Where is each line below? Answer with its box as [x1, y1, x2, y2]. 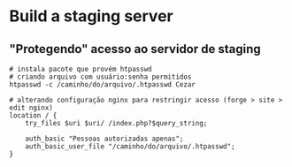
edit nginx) [9, 103, 53, 112]
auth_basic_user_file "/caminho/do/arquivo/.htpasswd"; [25, 142, 236, 151]
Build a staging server [9, 6, 174, 27]
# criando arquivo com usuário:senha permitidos [9, 72, 192, 81]
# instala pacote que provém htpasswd [9, 65, 152, 73]
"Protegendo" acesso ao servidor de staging [9, 42, 261, 57]
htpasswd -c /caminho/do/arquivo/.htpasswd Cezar [9, 80, 196, 89]
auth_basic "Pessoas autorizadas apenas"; [25, 134, 184, 143]
